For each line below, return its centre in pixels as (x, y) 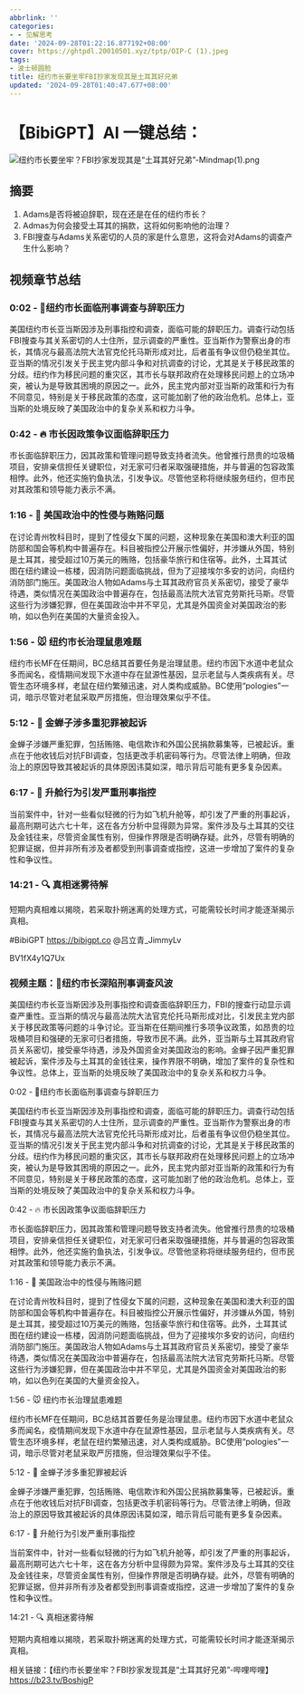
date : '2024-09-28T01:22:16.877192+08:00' (90, 43)
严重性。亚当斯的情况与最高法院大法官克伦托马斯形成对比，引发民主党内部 (156, 1016)
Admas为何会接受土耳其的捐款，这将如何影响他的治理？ (127, 226)
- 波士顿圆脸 (30, 69)
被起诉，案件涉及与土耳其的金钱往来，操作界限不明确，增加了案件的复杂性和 (152, 1062)
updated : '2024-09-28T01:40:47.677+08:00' (90, 85)
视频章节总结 (45, 279)
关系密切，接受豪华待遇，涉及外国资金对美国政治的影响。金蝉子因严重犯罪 (156, 1050)
